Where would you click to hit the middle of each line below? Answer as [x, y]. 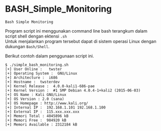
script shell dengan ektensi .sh [36, 36]
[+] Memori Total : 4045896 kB [37, 116]
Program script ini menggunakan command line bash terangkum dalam [76, 31]
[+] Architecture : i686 [31, 77]
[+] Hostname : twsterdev [32, 82]
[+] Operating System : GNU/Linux [41, 73]
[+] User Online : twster [34, 69]
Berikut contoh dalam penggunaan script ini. [50, 56]
